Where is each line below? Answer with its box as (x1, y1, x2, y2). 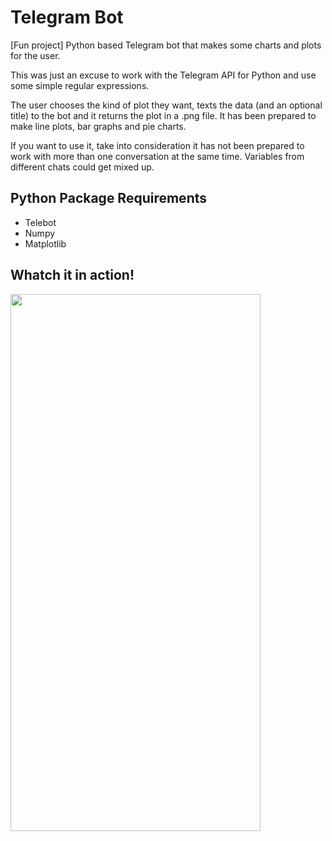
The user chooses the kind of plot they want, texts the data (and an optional (10, 99, 323, 111)
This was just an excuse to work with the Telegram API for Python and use (10, 69, 317, 81)
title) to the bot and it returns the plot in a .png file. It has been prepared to (10, 109, 317, 121)
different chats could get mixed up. (10, 161, 155, 173)
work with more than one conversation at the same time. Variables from (10, 150, 305, 162)
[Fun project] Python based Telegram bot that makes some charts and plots (10, 39, 322, 51)
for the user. (10, 49, 61, 61)
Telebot (24, 216, 57, 228)
